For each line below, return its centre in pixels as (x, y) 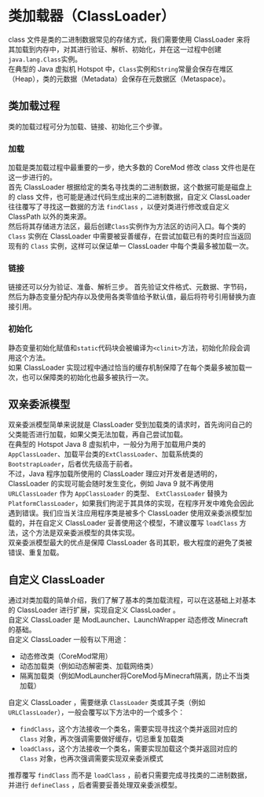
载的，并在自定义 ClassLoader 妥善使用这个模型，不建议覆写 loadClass (123, 523)
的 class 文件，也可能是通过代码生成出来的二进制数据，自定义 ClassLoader (129, 197)
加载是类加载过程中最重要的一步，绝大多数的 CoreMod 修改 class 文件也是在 (132, 168)
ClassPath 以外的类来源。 (49, 216)
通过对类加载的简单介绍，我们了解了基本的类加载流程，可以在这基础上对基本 (132, 600)
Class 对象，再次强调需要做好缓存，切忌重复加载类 (102, 739)
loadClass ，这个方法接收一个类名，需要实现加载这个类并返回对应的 (128, 749)
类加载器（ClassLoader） (92, 16)
